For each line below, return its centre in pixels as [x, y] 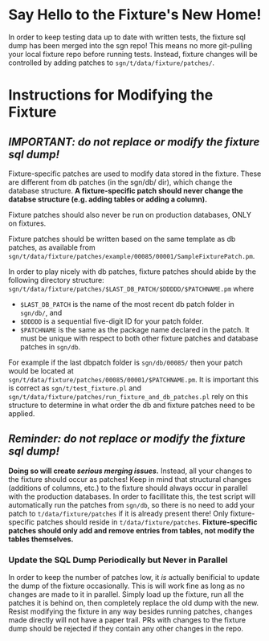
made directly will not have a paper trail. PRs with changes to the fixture [127, 620]
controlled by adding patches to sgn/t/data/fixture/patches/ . [112, 63]
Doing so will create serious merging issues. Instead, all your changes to [130, 471]
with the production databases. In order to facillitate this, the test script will [132, 496]
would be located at [41, 370]
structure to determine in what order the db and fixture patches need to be [132, 405]
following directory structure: [56, 280]
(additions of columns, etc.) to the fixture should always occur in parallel [128, 488]
